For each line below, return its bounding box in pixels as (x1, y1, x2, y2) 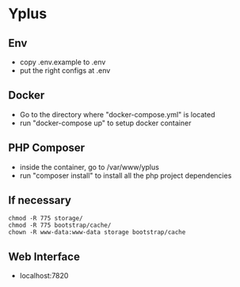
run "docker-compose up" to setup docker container (19, 118, 192, 128)
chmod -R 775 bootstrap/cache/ (8, 221, 112, 230)
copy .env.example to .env (19, 57, 106, 67)
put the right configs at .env (19, 66, 111, 75)
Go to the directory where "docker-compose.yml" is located (19, 109, 215, 119)
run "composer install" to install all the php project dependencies (19, 170, 232, 180)
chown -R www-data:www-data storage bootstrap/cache (8, 228, 186, 236)
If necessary (8, 193, 71, 207)
